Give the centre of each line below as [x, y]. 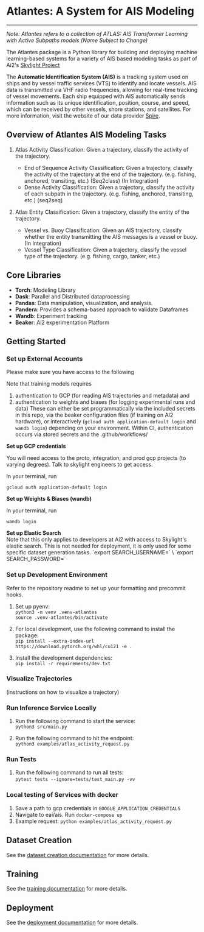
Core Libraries [34, 275]
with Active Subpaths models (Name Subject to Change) [77, 40]
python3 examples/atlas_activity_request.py [72, 744]
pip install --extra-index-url [55, 641]
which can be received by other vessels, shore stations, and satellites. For [99, 109]
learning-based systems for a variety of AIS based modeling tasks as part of [102, 58]
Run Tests [21, 760]
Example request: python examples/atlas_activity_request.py [93, 821]
